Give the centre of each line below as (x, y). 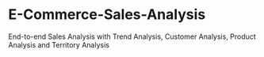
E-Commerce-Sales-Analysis (107, 15)
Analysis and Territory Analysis (59, 44)
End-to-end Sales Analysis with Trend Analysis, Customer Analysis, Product (132, 36)
